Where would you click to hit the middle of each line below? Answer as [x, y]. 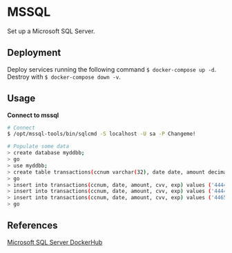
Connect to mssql [33, 115]
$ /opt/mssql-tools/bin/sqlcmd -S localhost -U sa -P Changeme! [101, 134]
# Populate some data [38, 146]
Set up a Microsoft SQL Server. [51, 31]
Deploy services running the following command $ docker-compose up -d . [112, 69]
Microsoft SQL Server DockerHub [55, 242]
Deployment [34, 53]
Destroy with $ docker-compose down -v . [64, 77]
